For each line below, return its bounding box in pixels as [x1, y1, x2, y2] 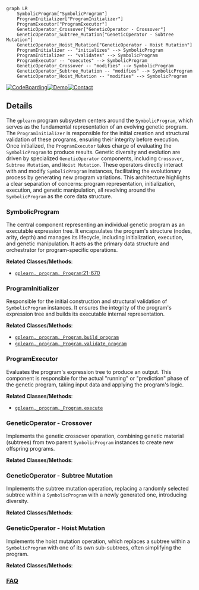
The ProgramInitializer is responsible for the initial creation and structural [6, 129, 189, 136]
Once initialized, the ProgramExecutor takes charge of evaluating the [6, 142, 172, 149]
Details [6, 101, 33, 111]
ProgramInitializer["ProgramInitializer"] [17, 16, 124, 22]
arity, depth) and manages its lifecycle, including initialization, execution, [6, 234, 184, 241]
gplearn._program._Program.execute [14, 405, 103, 411]
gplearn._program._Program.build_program [14, 335, 119, 341]
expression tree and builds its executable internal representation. [6, 310, 165, 318]
